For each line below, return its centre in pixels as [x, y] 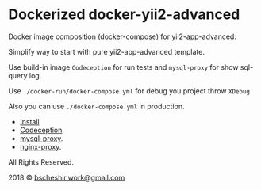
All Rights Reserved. [41, 162]
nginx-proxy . [40, 146]
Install [29, 121]
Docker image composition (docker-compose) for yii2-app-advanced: [122, 36]
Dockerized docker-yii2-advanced [124, 15]
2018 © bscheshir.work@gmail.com [67, 177]
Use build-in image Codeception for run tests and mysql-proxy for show [123, 67]
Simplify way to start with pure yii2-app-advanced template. [106, 51]
